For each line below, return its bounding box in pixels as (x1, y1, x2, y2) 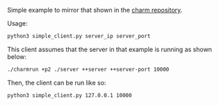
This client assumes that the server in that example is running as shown (7, 45, 212, 53)
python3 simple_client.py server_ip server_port (7, 33, 151, 39)
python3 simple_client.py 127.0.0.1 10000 (7, 91, 132, 99)
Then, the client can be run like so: (7, 78, 106, 87)
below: (7, 52, 26, 61)
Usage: (7, 19, 28, 27)
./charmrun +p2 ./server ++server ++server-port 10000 (7, 66, 170, 73)
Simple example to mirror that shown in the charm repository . (7, 6, 183, 14)
